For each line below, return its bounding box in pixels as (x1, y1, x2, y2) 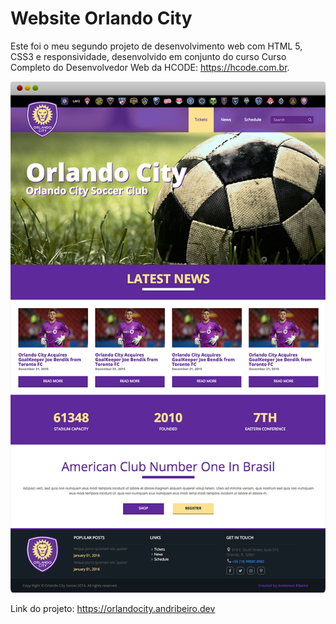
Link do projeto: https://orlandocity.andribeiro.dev (10, 603, 216, 615)
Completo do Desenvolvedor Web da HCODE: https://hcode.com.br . (10, 61, 290, 73)
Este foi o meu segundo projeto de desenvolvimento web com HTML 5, (10, 40, 303, 52)
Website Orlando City (10, 7, 193, 30)
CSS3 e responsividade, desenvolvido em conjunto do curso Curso (10, 50, 287, 62)
